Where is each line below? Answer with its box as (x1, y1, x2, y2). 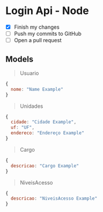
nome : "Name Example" (11, 86, 64, 92)
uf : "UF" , (11, 125, 35, 131)
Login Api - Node (5, 4, 89, 18)
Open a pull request (13, 37, 62, 44)
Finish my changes (13, 23, 60, 30)
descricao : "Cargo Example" (11, 163, 80, 169)
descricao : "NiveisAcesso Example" (11, 196, 98, 201)
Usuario (19, 69, 39, 77)
